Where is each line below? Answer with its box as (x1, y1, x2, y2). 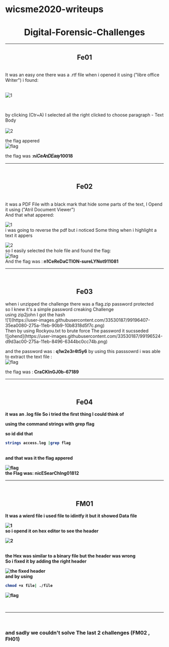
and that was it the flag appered (5, 455, 73, 461)
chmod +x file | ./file (5, 583, 53, 588)
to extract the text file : (5, 354, 52, 360)
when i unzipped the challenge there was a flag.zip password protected (5, 301, 154, 307)
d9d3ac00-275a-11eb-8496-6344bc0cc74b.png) (5, 338, 108, 344)
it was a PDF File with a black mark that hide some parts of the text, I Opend (5, 201, 162, 207)
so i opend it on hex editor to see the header (5, 528, 99, 534)
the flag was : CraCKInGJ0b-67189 (5, 369, 79, 375)
